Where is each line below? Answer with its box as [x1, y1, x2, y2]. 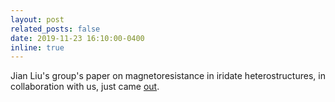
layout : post [10, 14, 65, 25]
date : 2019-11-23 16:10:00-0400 [10, 33, 145, 43]
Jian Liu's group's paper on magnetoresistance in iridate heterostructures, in [10, 70, 326, 82]
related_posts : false [10, 24, 101, 34]
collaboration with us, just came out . [10, 81, 160, 93]
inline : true [10, 42, 65, 53]
